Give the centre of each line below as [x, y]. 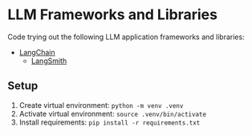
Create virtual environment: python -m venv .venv [101, 105]
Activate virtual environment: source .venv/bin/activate [112, 113]
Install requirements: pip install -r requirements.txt [110, 122]
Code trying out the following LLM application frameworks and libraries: [126, 37]
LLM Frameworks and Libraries [113, 15]
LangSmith [49, 61]
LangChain [37, 52]
